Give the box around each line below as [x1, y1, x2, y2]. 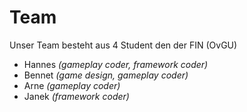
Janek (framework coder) [23, 90, 130, 102]
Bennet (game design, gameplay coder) [23, 69, 189, 81]
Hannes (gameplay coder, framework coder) [23, 58, 209, 70]
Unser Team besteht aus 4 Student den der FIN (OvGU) [9, 39, 238, 51]
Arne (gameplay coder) [23, 79, 121, 91]
